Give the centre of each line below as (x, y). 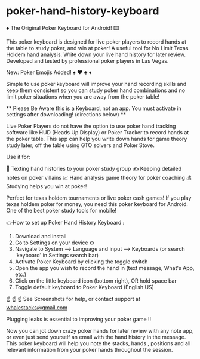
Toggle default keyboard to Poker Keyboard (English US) (84, 287)
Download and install (41, 236)
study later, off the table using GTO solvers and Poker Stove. (81, 145)
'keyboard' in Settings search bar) (57, 255)
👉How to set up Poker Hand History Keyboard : (65, 222)
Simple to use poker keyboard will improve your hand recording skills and (96, 84)
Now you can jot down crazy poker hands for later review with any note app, (100, 330)
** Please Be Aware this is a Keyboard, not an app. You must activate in (94, 108)
